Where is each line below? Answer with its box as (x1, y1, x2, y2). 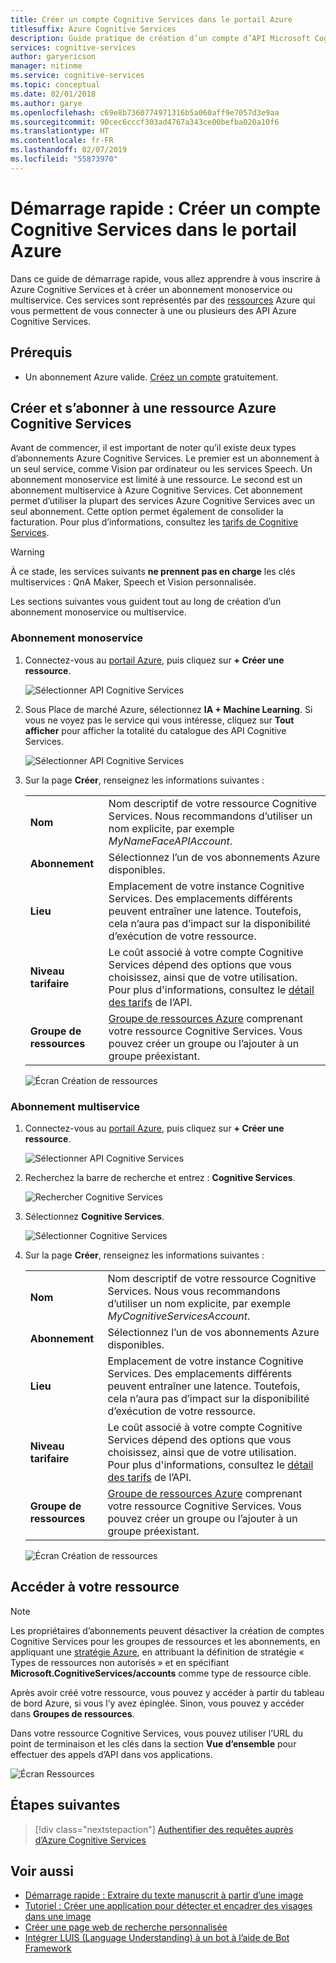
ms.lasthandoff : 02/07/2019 (10, 145, 128, 155)
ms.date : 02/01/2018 (10, 89, 97, 99)
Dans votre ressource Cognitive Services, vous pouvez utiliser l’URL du (10, 1727, 304, 1739)
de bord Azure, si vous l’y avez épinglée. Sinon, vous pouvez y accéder (10, 1697, 305, 1709)
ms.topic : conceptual (10, 80, 101, 90)
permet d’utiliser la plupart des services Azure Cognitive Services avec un (10, 495, 316, 507)
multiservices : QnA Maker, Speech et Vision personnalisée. (10, 576, 257, 588)
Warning (10, 546, 45, 558)
